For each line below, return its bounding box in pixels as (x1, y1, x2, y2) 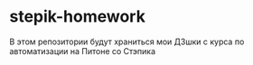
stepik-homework (9, 6, 146, 27)
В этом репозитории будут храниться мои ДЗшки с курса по (9, 36, 245, 47)
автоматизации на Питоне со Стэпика (9, 45, 156, 56)
